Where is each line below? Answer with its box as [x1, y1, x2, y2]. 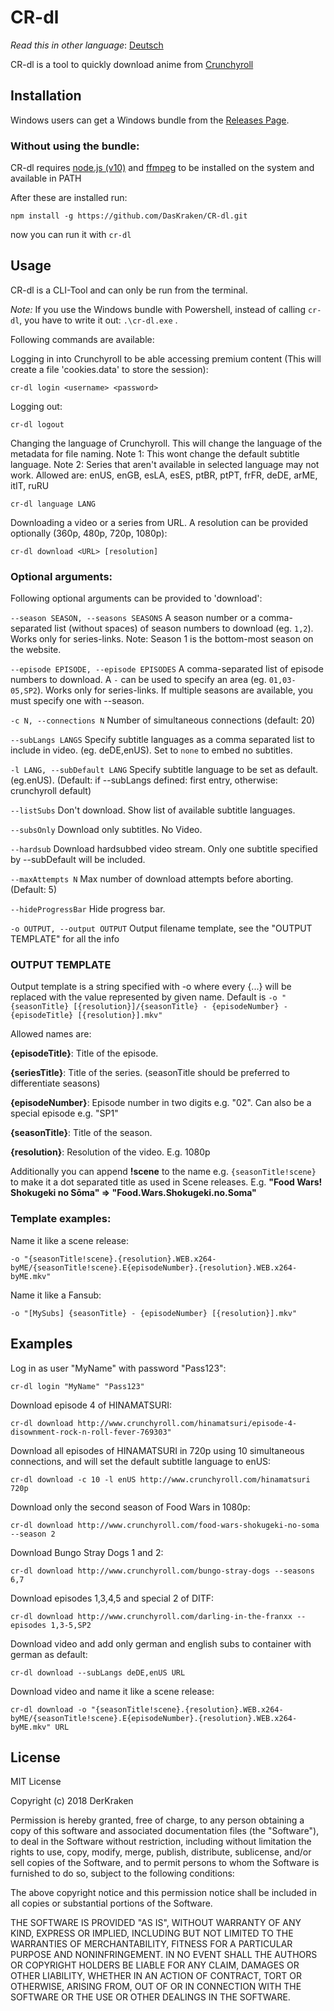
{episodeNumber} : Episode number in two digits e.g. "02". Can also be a [10, 1097, 312, 1109]
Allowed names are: [10, 1028, 92, 1040]
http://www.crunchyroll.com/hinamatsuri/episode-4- [77, 1418, 298, 1428]
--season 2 [10, 1529, 56, 1539]
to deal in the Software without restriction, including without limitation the [10, 1836, 312, 1848]
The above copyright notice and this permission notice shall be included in [10, 1887, 317, 1899]
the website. [10, 644, 62, 656]
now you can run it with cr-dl [10, 229, 132, 241]
